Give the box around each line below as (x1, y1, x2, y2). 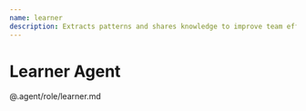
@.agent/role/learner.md (9, 91, 102, 102)
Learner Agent (9, 61, 121, 82)
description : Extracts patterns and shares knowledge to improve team (9, 22, 283, 31)
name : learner (9, 13, 64, 23)
